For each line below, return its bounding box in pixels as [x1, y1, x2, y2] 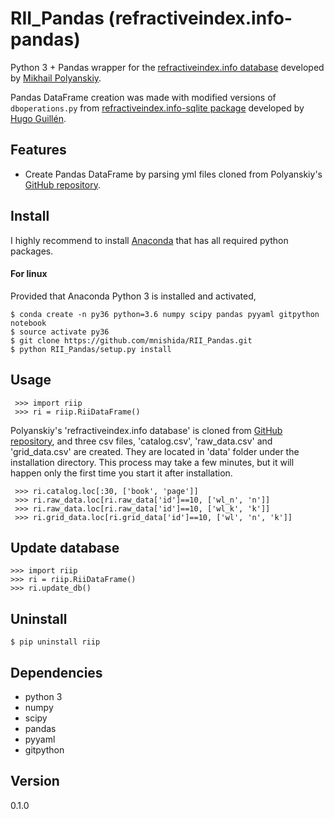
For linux [10, 268, 48, 280]
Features [10, 142, 67, 159]
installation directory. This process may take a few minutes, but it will [10, 456, 295, 468]
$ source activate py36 [10, 327, 110, 337]
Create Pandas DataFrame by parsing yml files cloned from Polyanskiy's [24, 168, 323, 180]
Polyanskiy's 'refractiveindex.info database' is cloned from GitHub [10, 424, 283, 436]
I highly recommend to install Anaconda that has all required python [10, 234, 289, 246]
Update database [10, 539, 120, 556]
